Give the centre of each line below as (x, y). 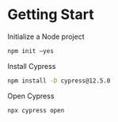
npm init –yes (31, 51)
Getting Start (51, 15)
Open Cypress (31, 96)
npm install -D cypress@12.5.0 (59, 81)
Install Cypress (32, 66)
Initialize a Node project (46, 36)
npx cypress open (36, 110)
